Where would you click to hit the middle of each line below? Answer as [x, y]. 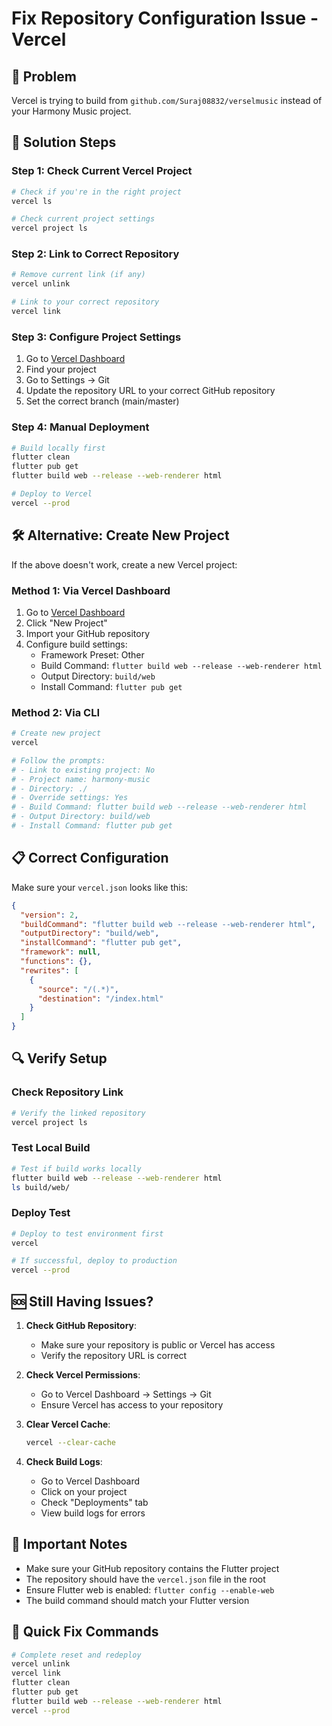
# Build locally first [58, 448]
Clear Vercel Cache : [68, 1424]
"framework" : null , [61, 952]
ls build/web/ [41, 1187]
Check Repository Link [67, 1092]
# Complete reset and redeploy [76, 1655]
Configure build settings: [76, 644]
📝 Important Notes [69, 1544]
